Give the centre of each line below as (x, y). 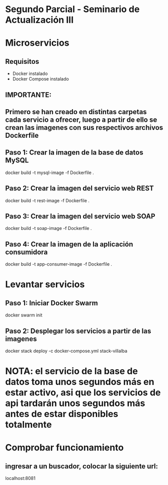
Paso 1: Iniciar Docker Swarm (52, 303)
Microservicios (37, 43)
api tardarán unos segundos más (75, 403)
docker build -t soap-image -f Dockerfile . (49, 228)
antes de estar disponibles (62, 414)
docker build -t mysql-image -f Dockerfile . (50, 173)
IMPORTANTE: (28, 95)
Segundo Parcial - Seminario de (72, 9)
